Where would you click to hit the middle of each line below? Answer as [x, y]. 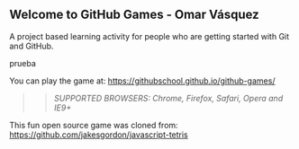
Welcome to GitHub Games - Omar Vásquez [134, 15]
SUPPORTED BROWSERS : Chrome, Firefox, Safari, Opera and [168, 98]
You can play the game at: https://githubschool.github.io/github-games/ [142, 81]
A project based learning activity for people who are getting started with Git [149, 36]
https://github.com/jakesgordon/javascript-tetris [99, 135]
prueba [23, 63]
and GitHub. [32, 46]
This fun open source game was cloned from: [94, 125]
